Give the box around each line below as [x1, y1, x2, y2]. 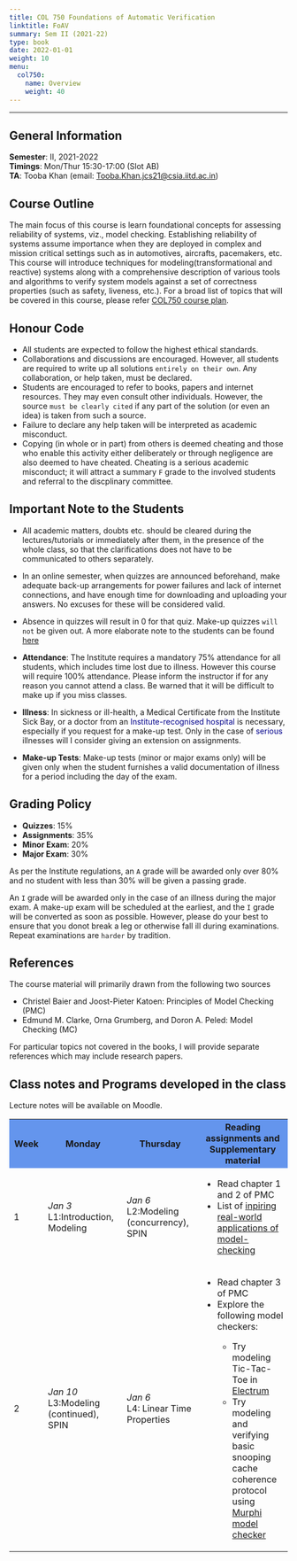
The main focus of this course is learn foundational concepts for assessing [9, 220, 281, 230]
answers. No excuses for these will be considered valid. [21, 599, 225, 610]
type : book [9, 37, 49, 47]
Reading [225, 1122, 261, 1134]
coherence [232, 1473, 278, 1486]
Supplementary [209, 1144, 277, 1156]
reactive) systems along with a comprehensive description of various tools [9, 267, 281, 277]
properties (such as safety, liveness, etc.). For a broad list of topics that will [9, 285, 283, 297]
